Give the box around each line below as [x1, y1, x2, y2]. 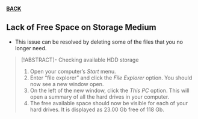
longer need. [14, 44, 47, 51]
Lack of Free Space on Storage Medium [6, 22, 156, 32]
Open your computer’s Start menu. [29, 68, 116, 75]
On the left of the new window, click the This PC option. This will [29, 87, 190, 94]
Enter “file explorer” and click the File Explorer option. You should [29, 74, 193, 81]
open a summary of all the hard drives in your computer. [29, 93, 170, 100]
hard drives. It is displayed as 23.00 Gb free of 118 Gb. [29, 106, 164, 113]
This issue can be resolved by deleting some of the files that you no [14, 38, 184, 45]
